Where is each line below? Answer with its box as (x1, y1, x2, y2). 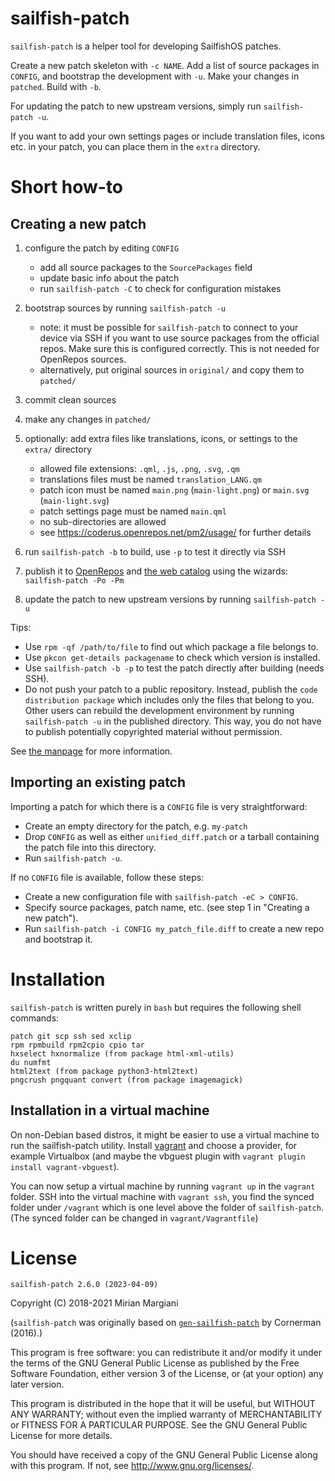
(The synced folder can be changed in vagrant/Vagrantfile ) (10, 1212, 259, 1224)
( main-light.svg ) (39, 494, 110, 506)
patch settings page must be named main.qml (39, 505, 227, 517)
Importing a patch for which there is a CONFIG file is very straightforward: (10, 800, 308, 812)
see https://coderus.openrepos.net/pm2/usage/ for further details (39, 526, 312, 538)
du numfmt (10, 1057, 52, 1067)
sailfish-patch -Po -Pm (24, 575, 125, 586)
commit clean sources (24, 393, 117, 406)
